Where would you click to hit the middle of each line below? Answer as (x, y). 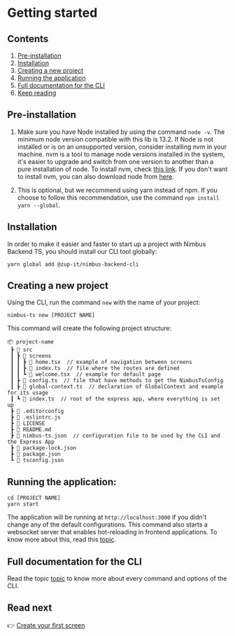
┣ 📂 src (21, 350)
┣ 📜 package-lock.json (43, 448)
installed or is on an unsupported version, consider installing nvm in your (122, 147)
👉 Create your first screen (46, 625)
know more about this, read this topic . (62, 540)
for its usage (28, 393)
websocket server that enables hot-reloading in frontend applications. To (112, 532)
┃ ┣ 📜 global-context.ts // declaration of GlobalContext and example (117, 387)
